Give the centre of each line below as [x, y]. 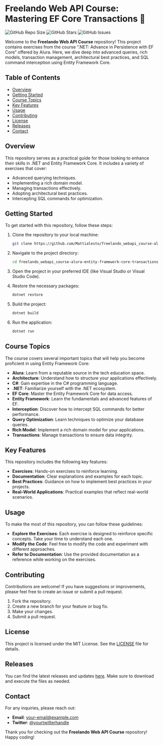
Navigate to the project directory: [45, 253]
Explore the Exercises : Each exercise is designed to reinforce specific [82, 534]
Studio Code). [26, 277]
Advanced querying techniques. [44, 178]
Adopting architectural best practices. [50, 193]
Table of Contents [33, 78]
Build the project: [29, 304]
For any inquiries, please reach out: [40, 708]
